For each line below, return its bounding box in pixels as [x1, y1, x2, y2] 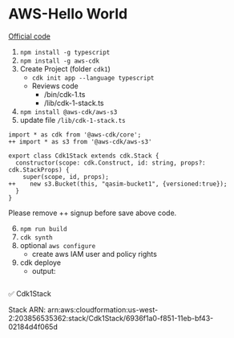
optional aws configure [19, 240, 96, 250]
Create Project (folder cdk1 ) [19, 63, 111, 73]
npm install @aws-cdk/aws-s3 [19, 108, 118, 116]
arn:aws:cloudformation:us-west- [47, 304, 159, 314]
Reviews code [31, 81, 79, 91]
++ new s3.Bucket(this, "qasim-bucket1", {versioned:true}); [8, 180, 228, 188]
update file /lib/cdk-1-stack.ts [19, 115, 126, 124]
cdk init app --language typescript [31, 74, 155, 82]
